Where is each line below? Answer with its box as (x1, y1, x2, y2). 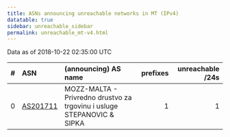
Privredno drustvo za (64, 93, 132, 103)
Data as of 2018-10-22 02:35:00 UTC (7, 48, 112, 56)
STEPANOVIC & (64, 110, 114, 120)
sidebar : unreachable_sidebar (7, 23, 94, 29)
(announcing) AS (64, 64, 121, 74)
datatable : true (7, 16, 53, 23)
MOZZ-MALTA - (64, 84, 118, 94)
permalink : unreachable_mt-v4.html (7, 29, 109, 36)
